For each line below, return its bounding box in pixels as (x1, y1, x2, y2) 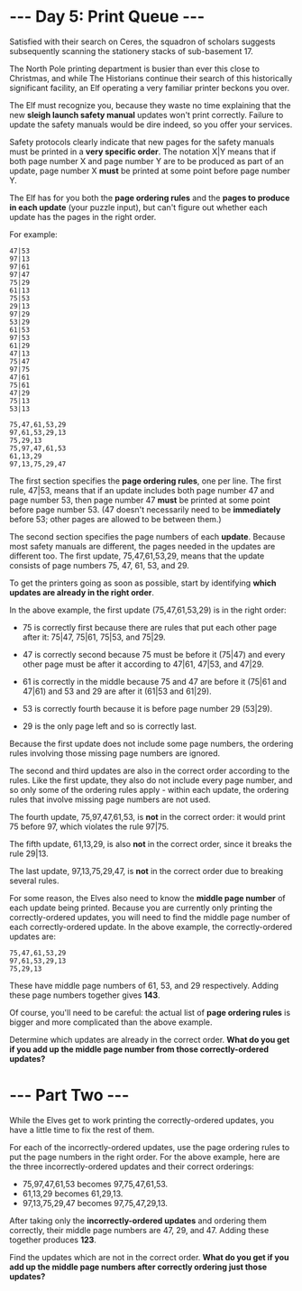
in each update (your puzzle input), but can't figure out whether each (9, 201, 268, 213)
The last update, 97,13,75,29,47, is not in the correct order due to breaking (9, 865, 284, 876)
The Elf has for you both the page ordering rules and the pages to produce (9, 192, 290, 203)
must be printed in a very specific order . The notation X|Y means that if (9, 146, 277, 157)
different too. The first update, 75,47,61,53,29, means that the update (9, 550, 265, 561)
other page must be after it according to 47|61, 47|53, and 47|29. (22, 659, 264, 669)
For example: (9, 228, 59, 240)
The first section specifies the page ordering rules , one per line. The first (9, 475, 282, 486)
